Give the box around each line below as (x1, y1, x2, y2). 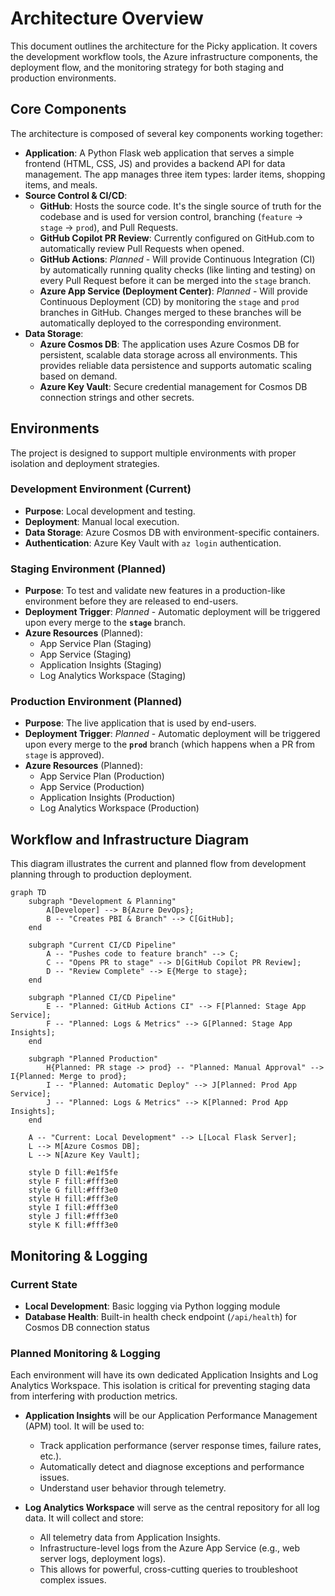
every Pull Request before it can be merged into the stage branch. (39, 274, 312, 286)
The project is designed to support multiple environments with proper (10, 447, 297, 459)
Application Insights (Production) (39, 792, 176, 804)
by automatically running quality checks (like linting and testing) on (39, 263, 316, 276)
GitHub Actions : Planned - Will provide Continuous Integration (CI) (39, 253, 316, 265)
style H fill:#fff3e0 (28, 1194, 118, 1204)
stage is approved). (24, 749, 105, 761)
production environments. (10, 72, 117, 84)
